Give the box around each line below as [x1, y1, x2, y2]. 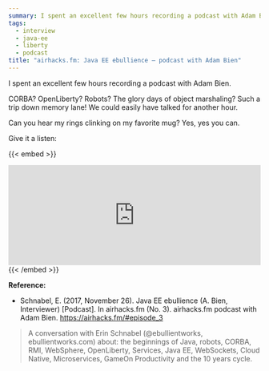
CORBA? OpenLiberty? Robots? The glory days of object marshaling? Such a [8, 94, 261, 103]
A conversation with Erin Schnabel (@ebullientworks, [27, 328, 203, 337]
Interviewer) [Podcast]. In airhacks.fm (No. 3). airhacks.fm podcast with [19, 304, 258, 313]
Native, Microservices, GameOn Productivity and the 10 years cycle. [27, 353, 253, 363]
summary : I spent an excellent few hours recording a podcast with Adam [8, 11, 256, 20]
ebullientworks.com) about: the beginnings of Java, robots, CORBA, [27, 337, 252, 346]
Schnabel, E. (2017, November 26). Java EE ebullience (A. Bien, [19, 296, 228, 305]
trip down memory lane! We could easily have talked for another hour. [8, 102, 239, 112]
